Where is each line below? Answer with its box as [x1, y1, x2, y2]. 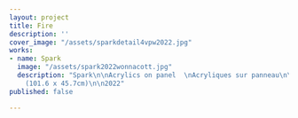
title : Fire [9, 21, 53, 30]
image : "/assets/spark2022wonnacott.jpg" [17, 63, 173, 72]
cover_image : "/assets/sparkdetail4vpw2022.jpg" [9, 37, 192, 47]
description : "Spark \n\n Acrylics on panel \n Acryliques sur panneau [17, 71, 279, 80]
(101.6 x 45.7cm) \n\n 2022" [25, 79, 125, 88]
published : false [9, 87, 74, 96]
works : [9, 46, 34, 55]
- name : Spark [9, 54, 62, 63]
